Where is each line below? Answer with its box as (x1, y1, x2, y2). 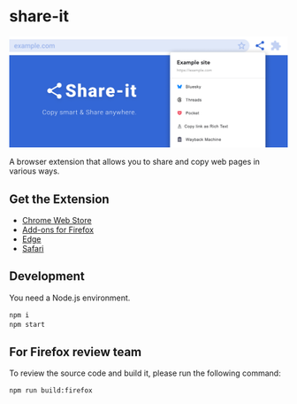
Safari (21, 244, 44, 254)
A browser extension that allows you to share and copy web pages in (9, 157, 261, 167)
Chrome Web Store (21, 215, 92, 226)
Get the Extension (9, 191, 110, 206)
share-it (9, 6, 69, 27)
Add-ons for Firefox (21, 224, 95, 236)
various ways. (9, 166, 60, 176)
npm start (9, 320, 46, 329)
